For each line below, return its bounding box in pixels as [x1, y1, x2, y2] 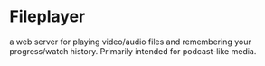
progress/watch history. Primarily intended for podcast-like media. [9, 45, 257, 56]
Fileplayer [9, 6, 86, 27]
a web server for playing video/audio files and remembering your [9, 36, 251, 47]
